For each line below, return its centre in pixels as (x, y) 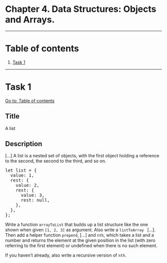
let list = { (21, 170)
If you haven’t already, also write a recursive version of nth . (66, 255)
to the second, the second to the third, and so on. (56, 161)
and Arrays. (30, 20)
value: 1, (22, 175)
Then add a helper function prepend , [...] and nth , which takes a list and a (80, 235)
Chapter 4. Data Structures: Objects (81, 9)
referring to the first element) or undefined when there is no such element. (81, 246)
